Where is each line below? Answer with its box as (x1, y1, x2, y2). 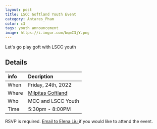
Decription (28, 73, 53, 80)
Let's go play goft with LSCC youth (5, 44, 76, 50)
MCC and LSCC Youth (28, 97, 79, 104)
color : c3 (5, 21, 26, 26)
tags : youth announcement (5, 26, 58, 31)
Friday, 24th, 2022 (28, 81, 72, 88)
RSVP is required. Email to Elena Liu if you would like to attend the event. (5, 118, 153, 124)
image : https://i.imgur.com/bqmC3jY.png (5, 30, 90, 35)
